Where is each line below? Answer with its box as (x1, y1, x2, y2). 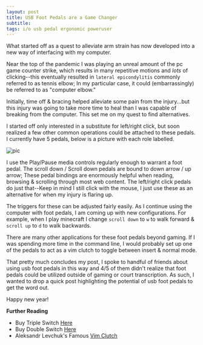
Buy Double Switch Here (15, 326, 77, 333)
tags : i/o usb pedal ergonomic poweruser (6, 25, 113, 32)
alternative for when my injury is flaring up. (6, 191, 113, 199)
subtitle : (6, 20, 32, 26)
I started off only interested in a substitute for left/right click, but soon (6, 122, 180, 130)
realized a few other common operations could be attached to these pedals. (6, 129, 196, 136)
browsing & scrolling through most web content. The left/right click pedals (6, 178, 191, 185)
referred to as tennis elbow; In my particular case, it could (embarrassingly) (6, 80, 195, 87)
